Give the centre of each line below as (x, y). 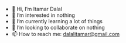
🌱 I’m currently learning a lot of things (57, 21)
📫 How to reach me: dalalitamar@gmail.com (66, 34)
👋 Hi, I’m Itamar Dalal (37, 9)
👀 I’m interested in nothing (43, 15)
